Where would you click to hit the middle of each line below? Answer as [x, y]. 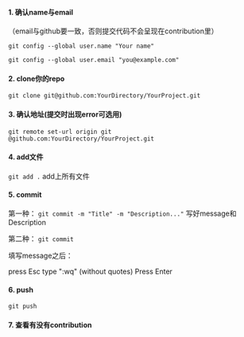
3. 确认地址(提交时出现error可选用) [65, 114]
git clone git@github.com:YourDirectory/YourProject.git [105, 96]
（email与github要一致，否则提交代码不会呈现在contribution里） [113, 31]
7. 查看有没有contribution [50, 324]
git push [23, 306]
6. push [21, 289]
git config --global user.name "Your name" [81, 46]
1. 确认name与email [41, 12]
